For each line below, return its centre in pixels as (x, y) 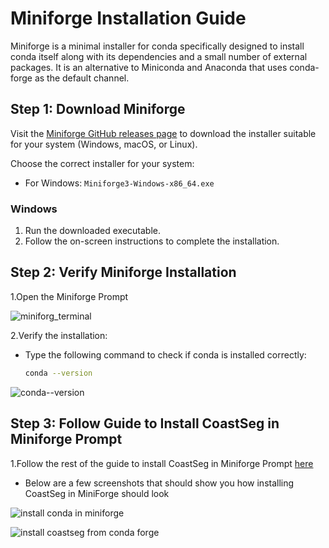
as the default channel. (82, 78)
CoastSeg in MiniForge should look (97, 493)
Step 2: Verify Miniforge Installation (123, 272)
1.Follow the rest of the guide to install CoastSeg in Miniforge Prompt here (162, 463)
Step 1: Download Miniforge (98, 109)
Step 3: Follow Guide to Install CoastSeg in (145, 423)
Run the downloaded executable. (93, 231)
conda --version (58, 373)
